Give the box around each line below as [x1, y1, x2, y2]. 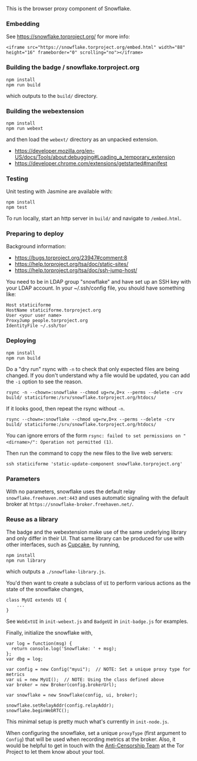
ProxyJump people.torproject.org [6, 318, 88, 324]
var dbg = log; [6, 656, 44, 662]
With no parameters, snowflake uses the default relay [6, 488, 136, 495]
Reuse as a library [6, 516, 59, 523]
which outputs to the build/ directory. [6, 92, 98, 99]
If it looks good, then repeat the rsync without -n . [6, 405, 125, 412]
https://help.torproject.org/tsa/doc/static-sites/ [14, 261, 129, 268]
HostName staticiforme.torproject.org [6, 307, 101, 313]
